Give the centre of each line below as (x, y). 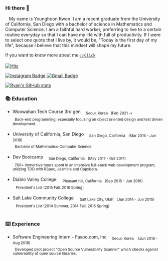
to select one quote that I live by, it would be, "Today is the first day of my (81, 40)
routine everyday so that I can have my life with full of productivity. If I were (83, 35)
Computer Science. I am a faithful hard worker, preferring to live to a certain (83, 29)
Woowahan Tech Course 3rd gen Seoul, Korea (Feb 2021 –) (72, 112)
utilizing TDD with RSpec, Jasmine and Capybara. (55, 169)
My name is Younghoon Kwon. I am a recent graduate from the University (85, 19)
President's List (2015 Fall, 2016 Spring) (50, 187)
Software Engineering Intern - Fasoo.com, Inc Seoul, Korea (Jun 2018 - (85, 237)
